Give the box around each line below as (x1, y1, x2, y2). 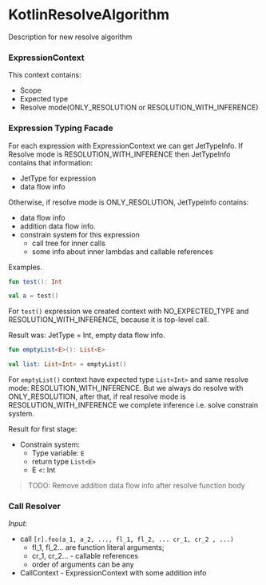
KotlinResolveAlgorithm (8, 6, 170, 24)
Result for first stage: (8, 424, 77, 434)
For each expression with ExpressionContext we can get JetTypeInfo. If (8, 141, 244, 150)
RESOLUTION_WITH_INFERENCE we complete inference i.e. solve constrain (8, 400, 258, 410)
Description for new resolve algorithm (8, 32, 133, 42)
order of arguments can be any (31, 559, 134, 569)
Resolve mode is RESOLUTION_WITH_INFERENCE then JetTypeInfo (8, 149, 231, 159)
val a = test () (8, 292, 59, 300)
